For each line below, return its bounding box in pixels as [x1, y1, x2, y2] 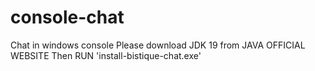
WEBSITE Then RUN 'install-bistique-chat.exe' [10, 49, 202, 61]
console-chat [10, 6, 125, 29]
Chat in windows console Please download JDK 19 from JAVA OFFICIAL [10, 39, 306, 51]
